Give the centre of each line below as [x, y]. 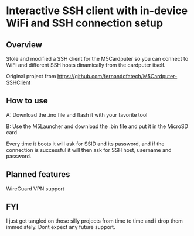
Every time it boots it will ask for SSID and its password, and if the [85, 144]
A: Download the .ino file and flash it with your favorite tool [77, 114]
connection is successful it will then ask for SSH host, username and [89, 150]
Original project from [31, 76]
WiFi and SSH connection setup [84, 23]
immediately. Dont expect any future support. [61, 227]
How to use [27, 101]
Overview [24, 45]
